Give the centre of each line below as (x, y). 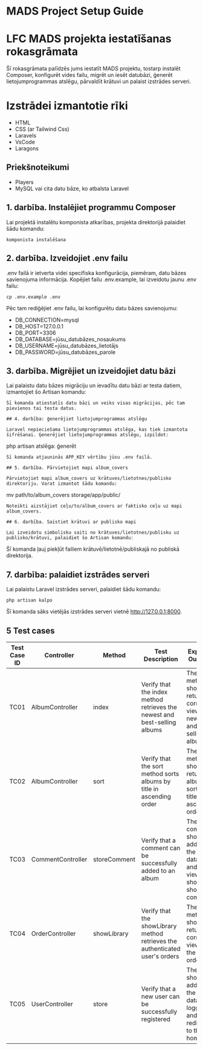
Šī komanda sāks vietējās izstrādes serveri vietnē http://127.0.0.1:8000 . (94, 612)
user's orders (160, 956)
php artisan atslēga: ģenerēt (41, 446)
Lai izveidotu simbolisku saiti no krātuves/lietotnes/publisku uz (93, 533)
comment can (161, 848)
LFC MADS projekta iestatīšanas (89, 39)
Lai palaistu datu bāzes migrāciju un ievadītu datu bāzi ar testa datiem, (94, 385)
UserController (52, 1004)
